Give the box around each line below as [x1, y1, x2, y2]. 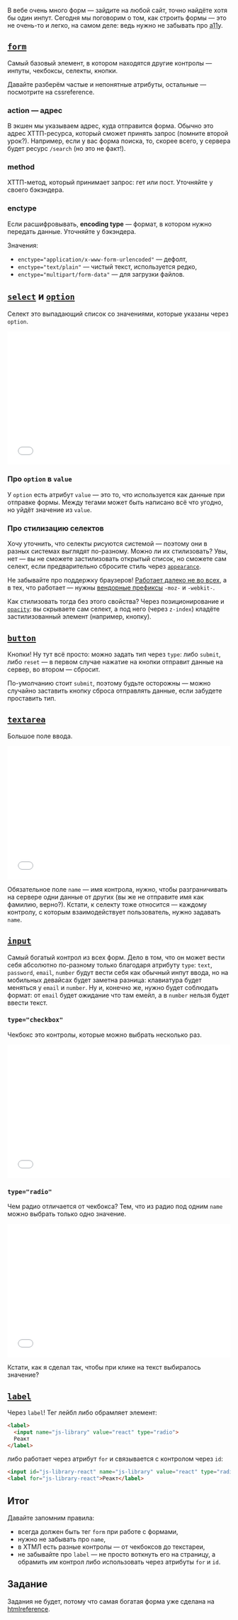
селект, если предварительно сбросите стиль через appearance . [7, 562, 202, 571]
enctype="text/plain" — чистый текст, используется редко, [17, 262, 197, 271]
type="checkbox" [7, 1016, 64, 1024]
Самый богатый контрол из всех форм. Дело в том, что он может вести [7, 953, 225, 961]
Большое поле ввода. [7, 732, 73, 740]
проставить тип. [7, 693, 57, 703]
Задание [7, 1578, 48, 1590]
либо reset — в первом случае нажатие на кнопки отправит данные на [7, 657, 223, 666]
